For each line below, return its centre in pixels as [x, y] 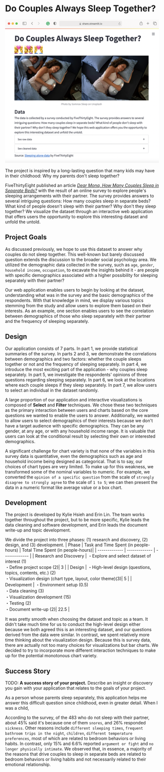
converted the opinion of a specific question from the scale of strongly [80, 477]
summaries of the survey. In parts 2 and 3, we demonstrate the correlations [81, 353]
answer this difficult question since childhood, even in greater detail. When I [81, 703]
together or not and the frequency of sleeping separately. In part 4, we [76, 364]
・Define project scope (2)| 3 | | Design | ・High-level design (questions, [78, 567]
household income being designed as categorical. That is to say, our [74, 461]
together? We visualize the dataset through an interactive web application [79, 212]
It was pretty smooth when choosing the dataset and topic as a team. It [76, 619]
